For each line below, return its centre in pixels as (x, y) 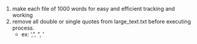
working (22, 15)
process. (23, 28)
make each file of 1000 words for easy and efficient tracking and (94, 9)
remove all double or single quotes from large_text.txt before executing (102, 21)
